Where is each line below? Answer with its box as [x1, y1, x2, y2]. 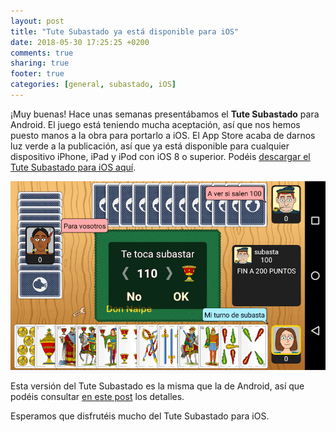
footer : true [10, 69, 65, 79]
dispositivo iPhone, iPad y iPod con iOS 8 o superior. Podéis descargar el [10, 150, 311, 162]
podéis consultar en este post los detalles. [10, 391, 185, 403]
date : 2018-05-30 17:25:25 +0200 [10, 37, 150, 47]
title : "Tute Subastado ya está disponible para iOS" [10, 26, 240, 37]
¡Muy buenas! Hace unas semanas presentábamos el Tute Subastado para [10, 108, 320, 120]
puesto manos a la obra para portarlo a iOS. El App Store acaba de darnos [10, 129, 316, 141]
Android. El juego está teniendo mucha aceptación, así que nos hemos [10, 118, 301, 130]
